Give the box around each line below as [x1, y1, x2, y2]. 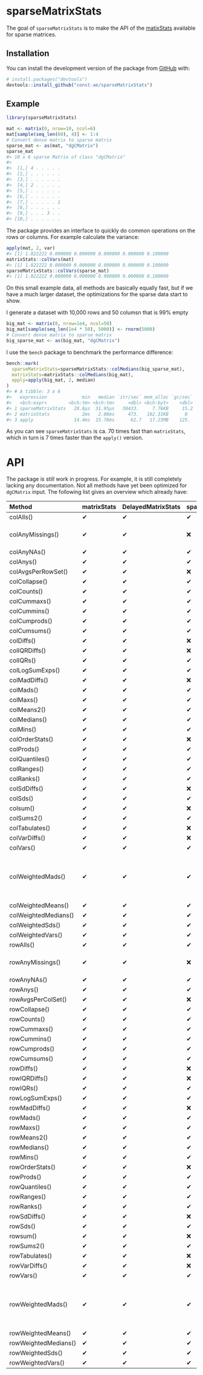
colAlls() [9, 513, 33, 521]
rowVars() [9, 1271, 38, 1280]
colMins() [9, 725, 37, 734]
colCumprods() [9, 617, 53, 626]
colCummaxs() [9, 597, 51, 606]
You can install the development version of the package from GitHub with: [6, 64, 190, 72]
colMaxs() [9, 696, 38, 704]
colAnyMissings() [9, 530, 59, 539]
